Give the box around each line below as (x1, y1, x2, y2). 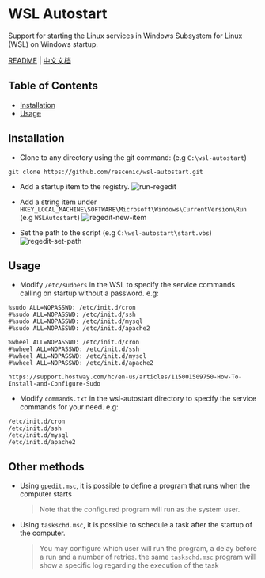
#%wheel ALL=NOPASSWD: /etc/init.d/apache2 (8, 359, 154, 367)
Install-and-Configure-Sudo (8, 380, 101, 388)
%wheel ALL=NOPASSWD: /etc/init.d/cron (8, 338, 140, 347)
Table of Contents (8, 79, 99, 93)
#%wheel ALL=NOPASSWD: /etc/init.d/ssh (8, 345, 140, 353)
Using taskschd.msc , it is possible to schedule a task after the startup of (19, 520, 253, 530)
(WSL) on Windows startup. (8, 39, 99, 48)
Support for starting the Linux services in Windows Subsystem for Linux (8, 31, 243, 40)
